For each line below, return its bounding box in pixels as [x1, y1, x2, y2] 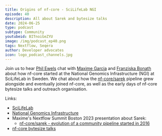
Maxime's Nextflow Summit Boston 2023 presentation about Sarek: [12, 115, 146, 121]
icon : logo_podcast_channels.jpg [5, 52, 73, 57]
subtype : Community [5, 30, 45, 34]
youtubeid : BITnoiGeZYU [5, 34, 53, 39]
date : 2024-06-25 [5, 20, 40, 26]
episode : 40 [5, 12, 29, 17]
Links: [5, 96, 17, 102]
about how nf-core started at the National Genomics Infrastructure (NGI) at [5, 71, 154, 77]
